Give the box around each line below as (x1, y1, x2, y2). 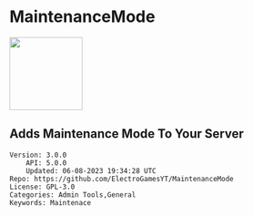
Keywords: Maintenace (9, 198, 92, 207)
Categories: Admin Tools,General (9, 190, 137, 200)
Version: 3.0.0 (9, 150, 67, 159)
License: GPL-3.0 (9, 182, 76, 191)
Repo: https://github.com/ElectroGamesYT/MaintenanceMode (9, 174, 234, 183)
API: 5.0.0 (25, 158, 67, 168)
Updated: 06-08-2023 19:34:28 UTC (25, 166, 157, 175)
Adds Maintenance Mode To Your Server (9, 126, 244, 142)
